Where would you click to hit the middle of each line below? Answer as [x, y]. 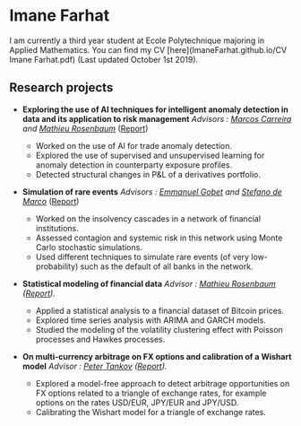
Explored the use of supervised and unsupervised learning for [150, 155]
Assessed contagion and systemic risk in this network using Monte [159, 238]
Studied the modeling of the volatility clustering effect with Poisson [159, 329]
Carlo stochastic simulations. [89, 247]
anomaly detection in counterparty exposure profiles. [134, 165]
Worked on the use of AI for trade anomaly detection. [134, 145]
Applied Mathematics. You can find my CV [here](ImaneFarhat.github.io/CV [148, 49]
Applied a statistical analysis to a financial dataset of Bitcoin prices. [160, 310]
